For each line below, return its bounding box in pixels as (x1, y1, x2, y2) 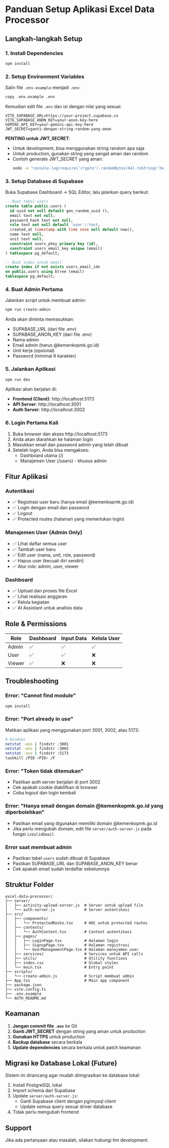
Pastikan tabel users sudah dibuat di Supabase (12, 855, 110, 861)
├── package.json (5, 982, 42, 987)
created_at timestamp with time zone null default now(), (10, 227, 135, 232)
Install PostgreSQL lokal (12, 1082, 62, 1088)
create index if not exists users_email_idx (5, 264, 100, 270)
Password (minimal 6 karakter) (12, 353, 77, 359)
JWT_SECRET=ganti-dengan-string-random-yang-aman (5, 126, 112, 131)
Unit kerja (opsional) (12, 347, 55, 354)
